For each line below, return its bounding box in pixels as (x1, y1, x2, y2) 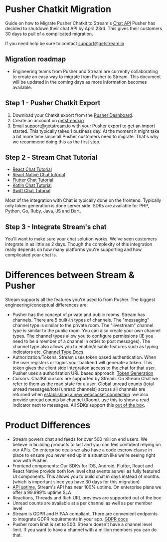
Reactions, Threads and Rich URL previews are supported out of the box (12, 495, 161, 501)
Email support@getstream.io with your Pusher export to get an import (12, 123, 156, 129)
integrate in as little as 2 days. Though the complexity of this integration (5, 241, 153, 247)
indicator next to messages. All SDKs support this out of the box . (12, 402, 146, 408)
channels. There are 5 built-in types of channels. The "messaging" (12, 317, 150, 323)
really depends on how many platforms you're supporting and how (5, 246, 142, 252)
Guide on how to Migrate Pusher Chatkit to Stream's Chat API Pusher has (5, 20, 156, 26)
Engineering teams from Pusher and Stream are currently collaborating (12, 68, 158, 74)
